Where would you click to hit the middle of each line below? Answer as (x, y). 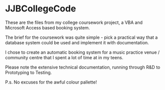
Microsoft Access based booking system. (48, 27)
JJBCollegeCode (41, 9)
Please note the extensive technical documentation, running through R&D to (83, 67)
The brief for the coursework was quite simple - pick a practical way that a (82, 37)
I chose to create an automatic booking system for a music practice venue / (82, 52)
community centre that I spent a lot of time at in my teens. (64, 57)
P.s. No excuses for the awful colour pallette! (51, 82)
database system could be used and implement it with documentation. (77, 42)
